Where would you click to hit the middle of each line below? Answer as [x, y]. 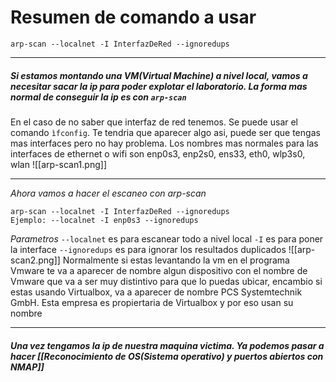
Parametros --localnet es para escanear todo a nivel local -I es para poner [167, 238]
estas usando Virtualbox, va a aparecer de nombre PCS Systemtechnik [156, 292]
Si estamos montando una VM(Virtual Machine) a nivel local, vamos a [159, 75]
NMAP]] [27, 367]
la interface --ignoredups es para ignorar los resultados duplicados [148, 249]
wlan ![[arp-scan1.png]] [58, 164]
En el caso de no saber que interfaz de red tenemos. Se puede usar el [154, 122]
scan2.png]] [35, 260]
